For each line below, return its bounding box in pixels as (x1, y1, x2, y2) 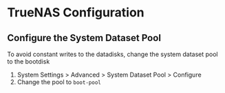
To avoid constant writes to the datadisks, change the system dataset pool (7, 50, 218, 58)
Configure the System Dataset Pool (7, 32, 162, 44)
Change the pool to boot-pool (17, 78, 101, 86)
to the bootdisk (7, 57, 50, 66)
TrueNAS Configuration (7, 5, 144, 21)
